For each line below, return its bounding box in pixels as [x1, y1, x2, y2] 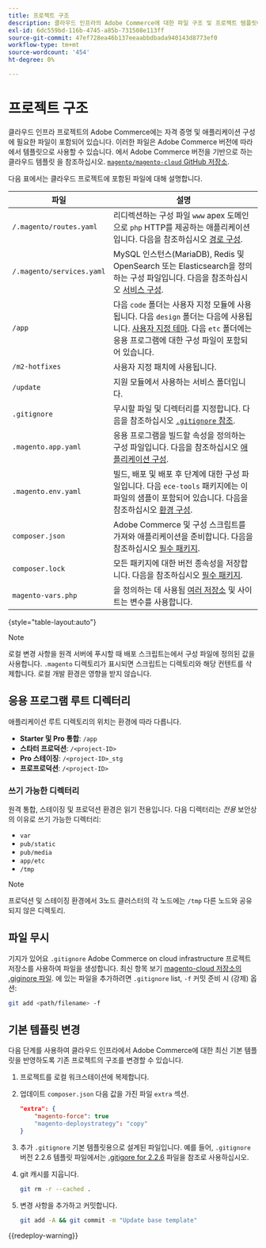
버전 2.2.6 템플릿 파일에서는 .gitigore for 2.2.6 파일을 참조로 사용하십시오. [19, 1152, 249, 1162]
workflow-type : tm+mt [8, 41, 80, 49]
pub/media [19, 848, 53, 856]
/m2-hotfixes [12, 362, 62, 371]
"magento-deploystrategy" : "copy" [34, 1120, 148, 1128]
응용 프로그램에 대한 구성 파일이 [113, 335, 224, 346]
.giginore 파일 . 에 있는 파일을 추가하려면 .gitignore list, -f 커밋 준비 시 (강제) [8, 973, 249, 983]
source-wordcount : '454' [8, 48, 90, 56]
